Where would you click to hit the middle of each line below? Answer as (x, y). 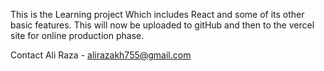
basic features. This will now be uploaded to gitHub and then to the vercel (162, 25)
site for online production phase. (77, 35)
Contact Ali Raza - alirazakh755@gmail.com (101, 55)
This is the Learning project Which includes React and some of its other (157, 14)
